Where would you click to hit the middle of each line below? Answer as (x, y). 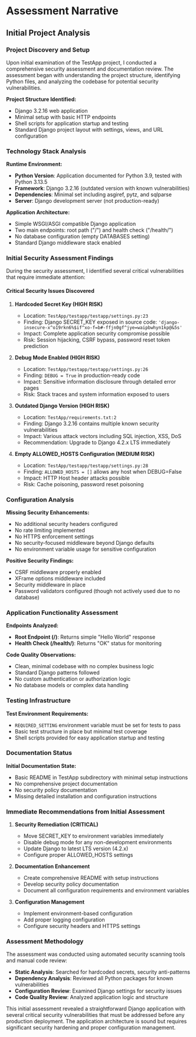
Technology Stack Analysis (46, 151)
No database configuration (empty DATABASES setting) (82, 237)
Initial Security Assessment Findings (60, 258)
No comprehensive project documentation (66, 783)
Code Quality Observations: (41, 655)
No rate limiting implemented (50, 530)
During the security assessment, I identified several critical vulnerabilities (95, 271)
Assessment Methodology (45, 942)
